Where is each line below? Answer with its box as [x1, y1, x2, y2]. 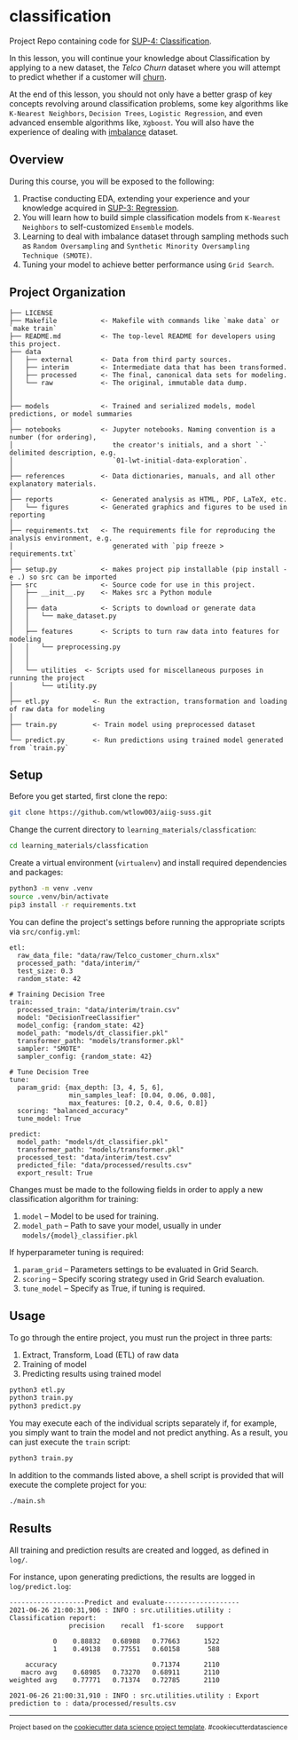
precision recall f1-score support [68, 1621, 224, 1630]
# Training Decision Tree [9, 990, 105, 999]
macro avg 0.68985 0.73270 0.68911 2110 [20, 1667, 220, 1677]
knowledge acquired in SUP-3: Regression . [21, 202, 179, 213]
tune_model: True [17, 1114, 82, 1123]
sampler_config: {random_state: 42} [17, 1052, 153, 1061]
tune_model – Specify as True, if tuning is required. [21, 1283, 206, 1293]
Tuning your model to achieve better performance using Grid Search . [21, 259, 275, 270]
